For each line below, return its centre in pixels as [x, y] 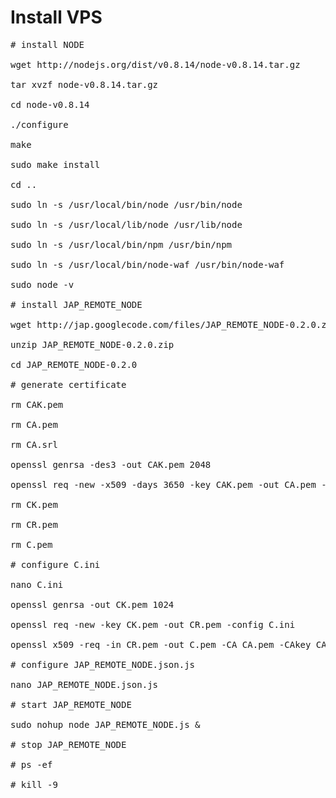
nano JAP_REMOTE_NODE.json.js [84, 684]
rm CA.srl [34, 444]
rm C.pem [31, 544]
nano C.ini [37, 584]
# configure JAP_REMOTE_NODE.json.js [103, 664]
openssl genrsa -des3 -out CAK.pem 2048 [111, 464]
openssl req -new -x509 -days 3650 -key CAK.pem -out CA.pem [163, 484]
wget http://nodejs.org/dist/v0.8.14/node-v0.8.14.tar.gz [155, 64]
